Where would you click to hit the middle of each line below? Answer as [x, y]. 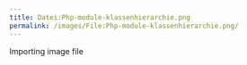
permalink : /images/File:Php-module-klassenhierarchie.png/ [124, 26]
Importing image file [46, 51]
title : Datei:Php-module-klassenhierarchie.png [100, 17]
